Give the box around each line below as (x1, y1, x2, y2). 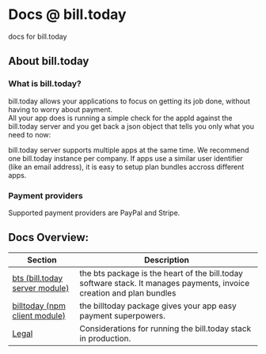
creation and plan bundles (78, 287, 177, 298)
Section (27, 254, 57, 265)
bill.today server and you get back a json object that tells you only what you (8, 121, 255, 131)
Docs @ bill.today (8, 6, 127, 24)
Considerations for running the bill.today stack (78, 322, 252, 333)
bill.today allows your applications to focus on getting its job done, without (8, 96, 251, 106)
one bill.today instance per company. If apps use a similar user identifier (8, 153, 243, 163)
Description (143, 254, 190, 265)
